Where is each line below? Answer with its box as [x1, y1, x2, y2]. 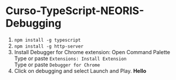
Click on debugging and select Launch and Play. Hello [14, 67, 146, 74]
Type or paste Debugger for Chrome [14, 61, 100, 68]
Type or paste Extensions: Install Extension [14, 55, 127, 62]
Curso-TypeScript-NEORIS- [5, 4, 145, 18]
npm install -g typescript [14, 37, 81, 43]
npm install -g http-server [14, 43, 84, 49]
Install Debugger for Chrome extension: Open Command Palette [14, 48, 170, 55]
